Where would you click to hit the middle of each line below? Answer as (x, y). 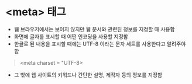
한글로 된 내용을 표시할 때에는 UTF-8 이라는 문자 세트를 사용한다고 (90, 44)
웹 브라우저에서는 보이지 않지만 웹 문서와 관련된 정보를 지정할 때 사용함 (94, 29)
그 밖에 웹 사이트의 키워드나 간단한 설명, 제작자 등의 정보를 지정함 (88, 75)
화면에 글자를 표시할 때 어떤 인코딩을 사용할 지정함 (71, 36)
